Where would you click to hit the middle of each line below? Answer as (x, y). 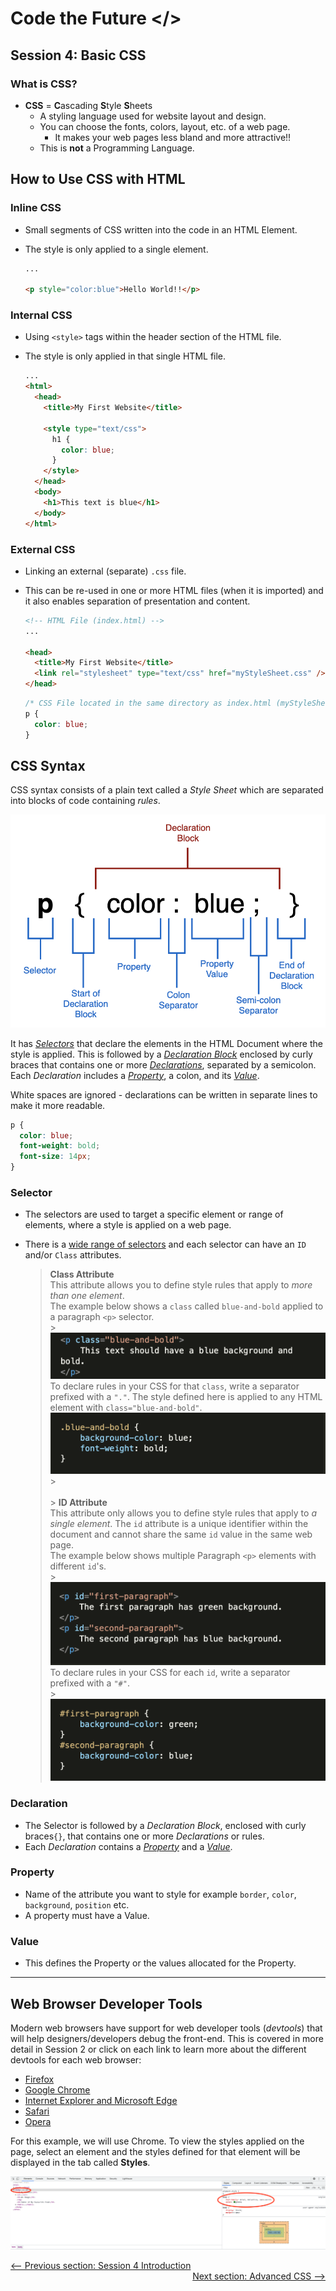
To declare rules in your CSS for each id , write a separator (170, 1672)
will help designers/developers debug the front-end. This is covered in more (167, 2038)
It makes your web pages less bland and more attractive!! (173, 137)
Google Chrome (57, 2089)
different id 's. (78, 1566)
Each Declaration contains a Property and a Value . (128, 1846)
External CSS (43, 549)
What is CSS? (44, 84)
